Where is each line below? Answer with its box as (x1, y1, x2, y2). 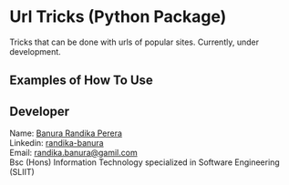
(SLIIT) (9, 167, 35, 178)
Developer (9, 103, 70, 119)
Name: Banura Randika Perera (9, 128, 123, 139)
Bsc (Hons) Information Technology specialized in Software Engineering (9, 157, 280, 168)
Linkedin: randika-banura (9, 138, 104, 149)
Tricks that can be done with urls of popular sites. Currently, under (9, 36, 260, 47)
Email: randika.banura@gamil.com (9, 148, 139, 159)
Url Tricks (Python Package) (9, 6, 227, 27)
